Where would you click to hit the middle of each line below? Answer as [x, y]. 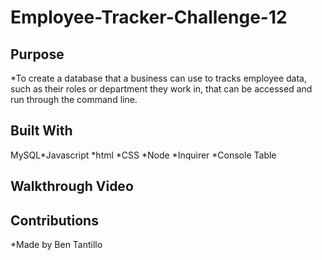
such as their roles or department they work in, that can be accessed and [161, 89]
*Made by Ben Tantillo [56, 245]
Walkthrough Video [72, 186]
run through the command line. [74, 99]
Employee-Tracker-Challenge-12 [149, 17]
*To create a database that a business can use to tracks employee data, [159, 78]
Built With [41, 131]
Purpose [37, 54]
